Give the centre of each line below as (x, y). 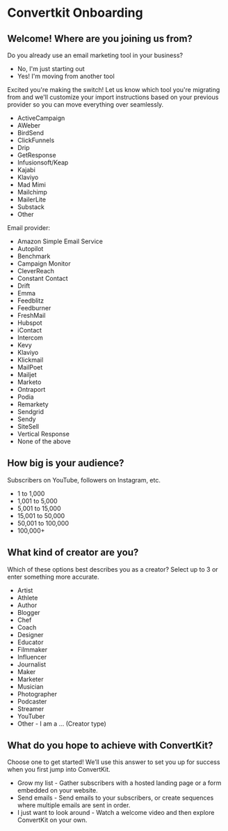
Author (27, 605)
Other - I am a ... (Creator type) (62, 724)
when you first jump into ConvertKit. (59, 770)
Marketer (30, 679)
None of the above (44, 441)
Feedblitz (31, 300)
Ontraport (31, 389)
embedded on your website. (58, 791)
